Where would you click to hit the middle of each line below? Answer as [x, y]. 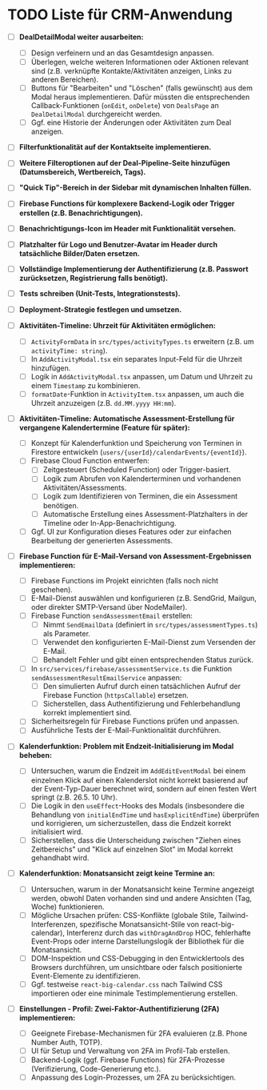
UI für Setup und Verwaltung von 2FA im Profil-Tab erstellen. [130, 1051]
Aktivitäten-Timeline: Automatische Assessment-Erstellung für [127, 419]
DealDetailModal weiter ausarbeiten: [81, 37]
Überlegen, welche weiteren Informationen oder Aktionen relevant [140, 62]
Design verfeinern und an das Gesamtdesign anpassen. [122, 53]
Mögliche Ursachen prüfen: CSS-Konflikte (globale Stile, [124, 915]
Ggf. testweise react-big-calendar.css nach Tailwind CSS [127, 984]
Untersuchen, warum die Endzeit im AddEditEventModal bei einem [138, 771]
